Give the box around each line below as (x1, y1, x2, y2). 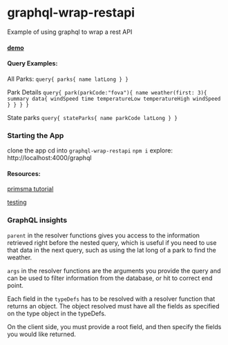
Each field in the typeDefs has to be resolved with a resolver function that (7, 295, 216, 303)
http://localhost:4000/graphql (7, 154, 92, 162)
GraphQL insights (7, 215, 68, 225)
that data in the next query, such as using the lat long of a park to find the (7, 246, 216, 254)
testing (7, 198, 27, 206)
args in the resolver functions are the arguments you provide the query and (7, 266, 221, 275)
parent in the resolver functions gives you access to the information (7, 231, 200, 239)
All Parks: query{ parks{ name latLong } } (7, 75, 129, 83)
